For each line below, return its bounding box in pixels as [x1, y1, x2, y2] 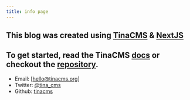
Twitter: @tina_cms [14, 81, 61, 88]
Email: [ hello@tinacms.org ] [14, 75, 80, 82]
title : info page [6, 8, 49, 15]
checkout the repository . [6, 59, 99, 69]
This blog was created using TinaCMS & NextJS [6, 31, 184, 41]
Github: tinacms [14, 88, 53, 95]
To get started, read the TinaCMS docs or [6, 51, 160, 61]
